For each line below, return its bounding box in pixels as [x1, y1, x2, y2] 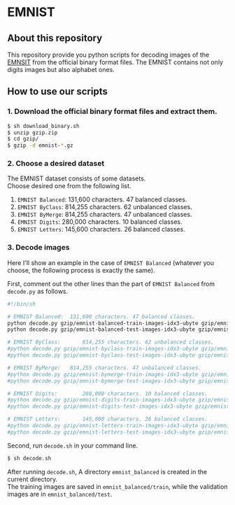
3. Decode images [7, 243, 70, 252]
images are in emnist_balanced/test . [7, 490, 113, 498]
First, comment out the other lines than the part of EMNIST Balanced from [7, 279, 215, 287]
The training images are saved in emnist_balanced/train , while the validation [7, 482, 228, 490]
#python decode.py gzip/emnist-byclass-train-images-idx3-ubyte [7, 346, 199, 353]
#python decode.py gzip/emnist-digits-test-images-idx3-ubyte [7, 403, 192, 410]
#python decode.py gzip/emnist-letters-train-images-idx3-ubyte [7, 422, 199, 429]
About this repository [7, 32, 103, 44]
